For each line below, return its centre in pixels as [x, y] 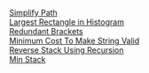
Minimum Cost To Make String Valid [74, 40]
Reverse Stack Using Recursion [67, 50]
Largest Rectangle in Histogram [67, 22]
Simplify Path [33, 13]
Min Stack [27, 59]
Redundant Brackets [46, 31]
